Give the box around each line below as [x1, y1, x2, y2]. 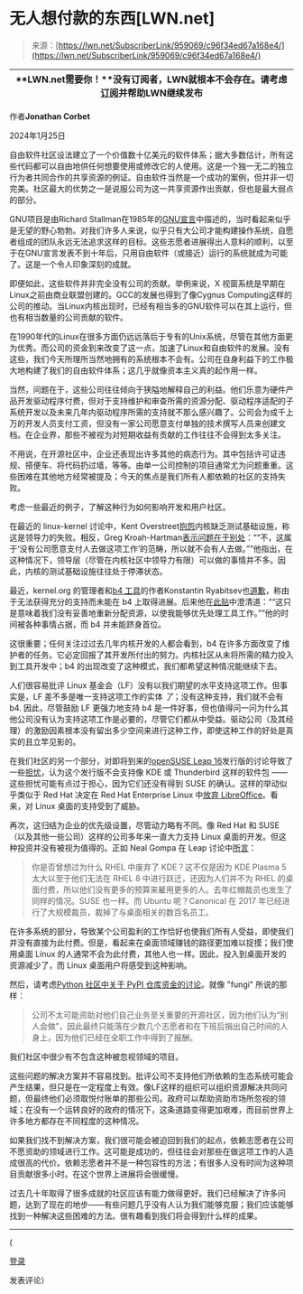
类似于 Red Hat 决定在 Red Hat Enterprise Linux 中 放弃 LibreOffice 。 [16, 789, 271, 800]
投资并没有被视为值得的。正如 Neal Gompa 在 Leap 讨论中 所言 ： [16, 842, 257, 853]
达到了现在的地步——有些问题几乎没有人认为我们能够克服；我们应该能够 [24, 1198, 294, 1210]
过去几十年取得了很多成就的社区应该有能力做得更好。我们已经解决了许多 [9, 1187, 278, 1198]
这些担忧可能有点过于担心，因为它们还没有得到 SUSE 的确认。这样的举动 [9, 777, 280, 788]
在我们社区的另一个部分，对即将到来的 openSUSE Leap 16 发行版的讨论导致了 [9, 755, 294, 766]
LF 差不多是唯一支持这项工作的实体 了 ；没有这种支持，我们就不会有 [32, 691, 284, 702]
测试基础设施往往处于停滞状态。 [48, 565, 168, 576]
